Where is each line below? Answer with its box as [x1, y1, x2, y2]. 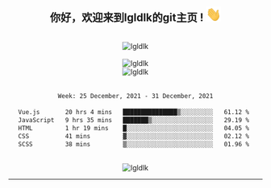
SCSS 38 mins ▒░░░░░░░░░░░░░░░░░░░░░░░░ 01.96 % [18, 140, 250, 148]
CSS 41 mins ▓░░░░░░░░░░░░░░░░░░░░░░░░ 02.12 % [18, 132, 250, 140]
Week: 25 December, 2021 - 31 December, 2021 [57, 92, 214, 100]
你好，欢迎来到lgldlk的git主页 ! [49, 11, 204, 25]
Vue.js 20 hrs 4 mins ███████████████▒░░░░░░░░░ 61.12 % [18, 108, 250, 116]
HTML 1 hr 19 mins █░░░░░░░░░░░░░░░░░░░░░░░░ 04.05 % [18, 124, 250, 132]
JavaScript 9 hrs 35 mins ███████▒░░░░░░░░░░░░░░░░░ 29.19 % [18, 116, 250, 124]
